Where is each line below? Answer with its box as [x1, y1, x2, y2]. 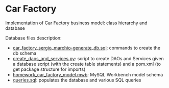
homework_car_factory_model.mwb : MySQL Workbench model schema [12, 71, 163, 77]
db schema [12, 50, 37, 56]
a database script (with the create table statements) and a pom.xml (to [12, 61, 161, 67]
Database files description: [5, 35, 62, 41]
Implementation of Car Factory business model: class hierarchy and [5, 20, 148, 26]
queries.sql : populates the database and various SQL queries [12, 77, 141, 83]
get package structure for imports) [12, 66, 86, 72]
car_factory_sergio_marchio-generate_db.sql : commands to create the [12, 45, 161, 51]
